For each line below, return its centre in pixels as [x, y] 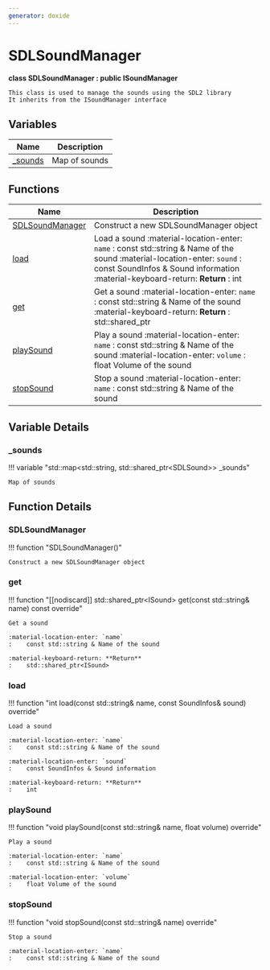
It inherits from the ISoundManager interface [88, 100]
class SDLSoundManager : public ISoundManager [93, 78]
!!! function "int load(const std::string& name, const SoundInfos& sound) [127, 703]
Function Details [50, 507]
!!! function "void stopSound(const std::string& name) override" [113, 922]
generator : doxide [39, 16]
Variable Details [49, 427]
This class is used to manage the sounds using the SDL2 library [120, 93]
